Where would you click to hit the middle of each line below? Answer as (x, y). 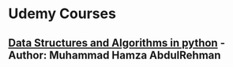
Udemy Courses (62, 14)
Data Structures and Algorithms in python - (116, 43)
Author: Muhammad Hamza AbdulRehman (115, 55)
